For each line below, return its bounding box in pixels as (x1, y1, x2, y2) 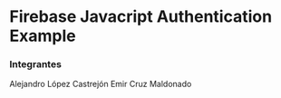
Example (9, 25, 76, 46)
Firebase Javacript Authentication (9, 6, 273, 27)
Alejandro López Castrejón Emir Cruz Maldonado (9, 79, 192, 90)
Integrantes (9, 58, 62, 71)
